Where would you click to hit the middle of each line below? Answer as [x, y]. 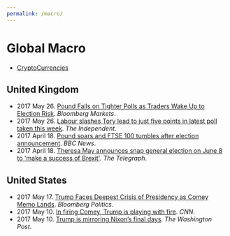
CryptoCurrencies [43, 68]
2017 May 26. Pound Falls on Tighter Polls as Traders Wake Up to [110, 106]
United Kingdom [43, 89]
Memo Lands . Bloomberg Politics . [65, 205]
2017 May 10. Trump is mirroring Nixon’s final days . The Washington [114, 219]
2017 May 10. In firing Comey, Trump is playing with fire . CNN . [106, 212]
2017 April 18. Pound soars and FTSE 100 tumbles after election [108, 136]
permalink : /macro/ [35, 14]
